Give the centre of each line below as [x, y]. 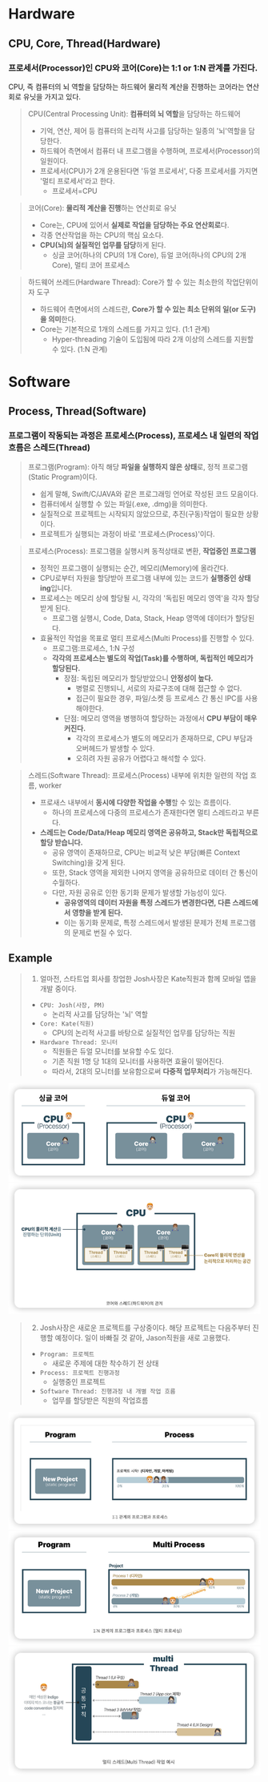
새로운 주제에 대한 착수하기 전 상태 [105, 1364]
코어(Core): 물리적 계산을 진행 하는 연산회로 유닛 [102, 208]
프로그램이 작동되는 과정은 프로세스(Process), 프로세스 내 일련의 [125, 436]
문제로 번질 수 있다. [102, 932]
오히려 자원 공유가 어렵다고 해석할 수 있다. [141, 758]
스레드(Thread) [62, 448]
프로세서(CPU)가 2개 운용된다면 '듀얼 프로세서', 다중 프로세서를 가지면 [149, 171]
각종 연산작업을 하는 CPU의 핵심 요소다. [102, 235]
